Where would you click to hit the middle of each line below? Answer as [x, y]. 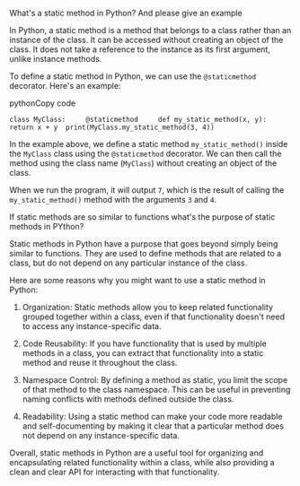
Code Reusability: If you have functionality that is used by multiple [145, 343]
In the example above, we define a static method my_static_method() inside [149, 144]
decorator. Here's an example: [65, 86]
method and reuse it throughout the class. [100, 363]
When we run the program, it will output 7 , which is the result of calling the [147, 190]
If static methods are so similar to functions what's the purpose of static [142, 217]
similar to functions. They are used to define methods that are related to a [146, 253]
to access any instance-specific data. [92, 326]
